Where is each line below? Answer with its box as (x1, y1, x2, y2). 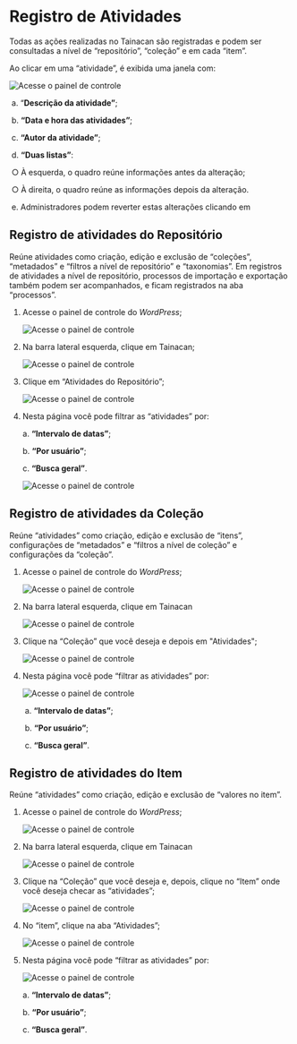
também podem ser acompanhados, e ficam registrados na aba (9, 279, 244, 290)
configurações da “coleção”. (9, 549, 114, 560)
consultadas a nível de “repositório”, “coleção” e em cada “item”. (9, 45, 248, 56)
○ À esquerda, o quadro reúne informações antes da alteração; (11, 167, 246, 177)
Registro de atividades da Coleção (9, 506, 204, 521)
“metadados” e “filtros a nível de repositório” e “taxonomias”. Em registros (9, 261, 283, 271)
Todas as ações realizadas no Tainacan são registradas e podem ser (9, 36, 262, 47)
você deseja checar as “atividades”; (21, 886, 155, 896)
